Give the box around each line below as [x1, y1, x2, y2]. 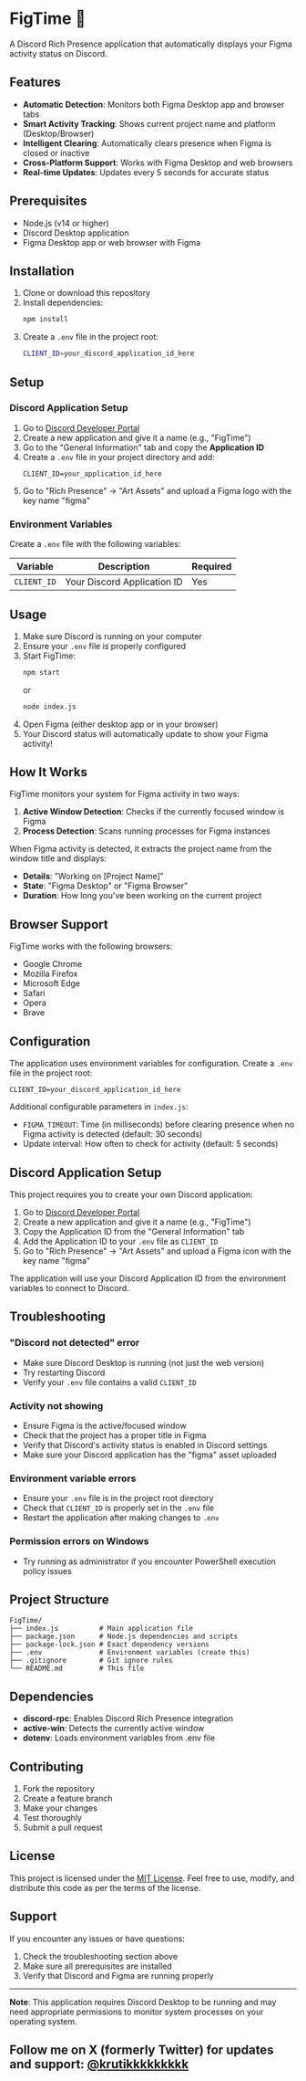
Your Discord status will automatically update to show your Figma [22, 728, 269, 739]
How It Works [9, 764, 88, 780]
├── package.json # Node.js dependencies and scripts [9, 1632, 239, 1642]
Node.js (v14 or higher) [22, 217, 109, 228]
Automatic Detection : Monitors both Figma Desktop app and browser [22, 99, 285, 110]
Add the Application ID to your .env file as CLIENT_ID [22, 1235, 219, 1246]
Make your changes [22, 1802, 97, 1813]
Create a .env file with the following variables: [9, 539, 181, 550]
